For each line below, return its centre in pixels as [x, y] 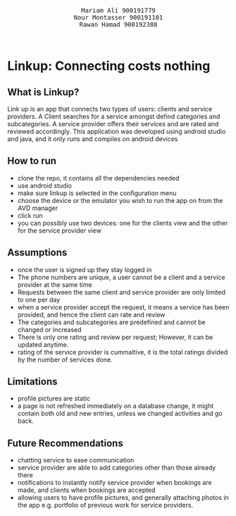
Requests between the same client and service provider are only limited [122, 292]
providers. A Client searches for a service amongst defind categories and [114, 116]
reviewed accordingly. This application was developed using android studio [117, 131]
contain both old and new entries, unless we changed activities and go [120, 414]
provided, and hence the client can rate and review [91, 314]
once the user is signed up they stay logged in [85, 269]
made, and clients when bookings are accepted [86, 490]
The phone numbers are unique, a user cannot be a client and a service [121, 277]
